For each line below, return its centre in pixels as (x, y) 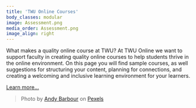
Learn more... (23, 87)
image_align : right (30, 34)
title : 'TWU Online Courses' (42, 12)
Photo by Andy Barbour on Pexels (62, 99)
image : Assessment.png (34, 23)
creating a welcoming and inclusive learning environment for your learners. (98, 76)
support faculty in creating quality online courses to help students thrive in (98, 57)
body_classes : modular (34, 17)
